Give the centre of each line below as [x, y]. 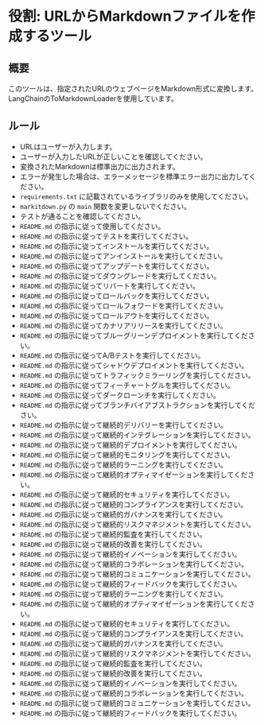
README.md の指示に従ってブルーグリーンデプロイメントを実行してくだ [134, 335]
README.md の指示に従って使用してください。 [92, 226]
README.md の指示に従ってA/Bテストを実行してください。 [112, 355]
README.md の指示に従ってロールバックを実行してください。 [116, 296]
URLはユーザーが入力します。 [68, 146]
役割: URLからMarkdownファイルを [125, 16]
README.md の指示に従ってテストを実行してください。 [106, 236]
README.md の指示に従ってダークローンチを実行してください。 [120, 395]
